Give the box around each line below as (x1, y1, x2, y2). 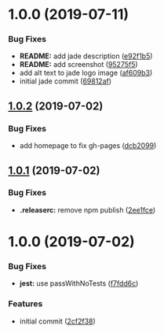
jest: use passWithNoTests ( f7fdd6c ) (19, 279, 139, 288)
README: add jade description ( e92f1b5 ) (19, 51, 153, 61)
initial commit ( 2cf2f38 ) (19, 316, 96, 326)
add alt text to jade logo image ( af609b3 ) (19, 68, 153, 78)
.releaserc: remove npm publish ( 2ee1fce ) (19, 205, 156, 214)
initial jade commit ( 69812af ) (19, 76, 112, 86)
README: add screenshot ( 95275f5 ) (19, 60, 139, 69)
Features (8, 298, 43, 309)
